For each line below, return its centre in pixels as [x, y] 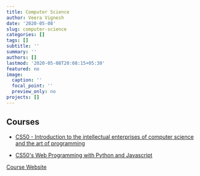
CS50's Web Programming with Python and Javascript [84, 155]
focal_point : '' [32, 86]
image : [15, 75]
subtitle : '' [23, 46]
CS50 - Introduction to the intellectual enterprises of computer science [104, 137]
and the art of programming [50, 143]
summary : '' [21, 52]
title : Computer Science [38, 12]
